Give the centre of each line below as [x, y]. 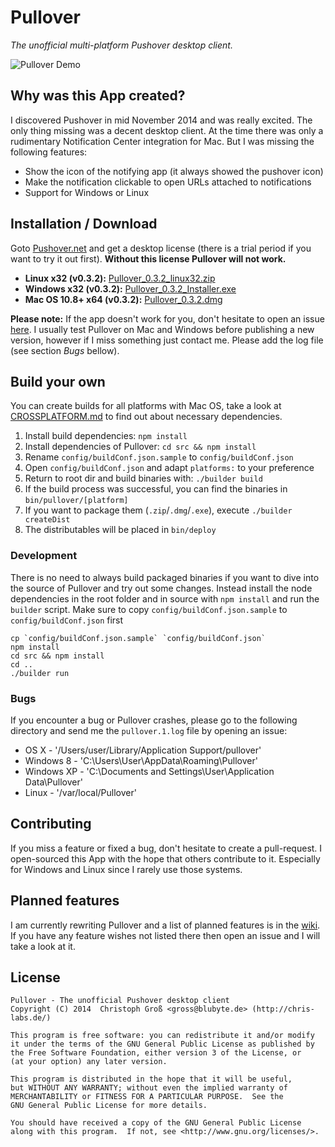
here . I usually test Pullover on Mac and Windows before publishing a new [162, 329]
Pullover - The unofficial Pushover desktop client [120, 1001]
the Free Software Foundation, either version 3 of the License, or [156, 1053]
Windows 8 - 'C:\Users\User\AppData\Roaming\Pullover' [141, 760]
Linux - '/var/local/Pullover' [80, 792]
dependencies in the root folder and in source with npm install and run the [165, 598]
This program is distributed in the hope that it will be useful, [151, 1079]
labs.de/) [31, 1018]
